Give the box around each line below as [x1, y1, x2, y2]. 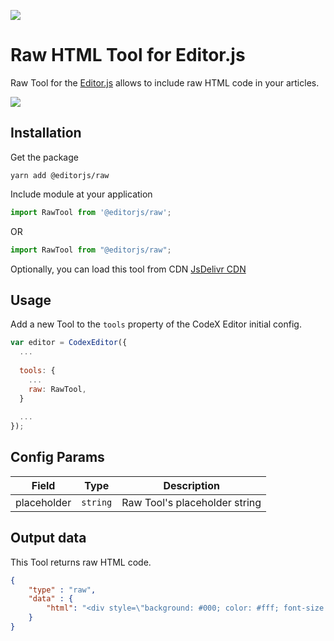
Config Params [10, 449, 105, 466]
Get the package [10, 151, 79, 163]
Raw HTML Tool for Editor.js [10, 44, 246, 67]
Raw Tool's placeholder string [121, 495, 262, 509]
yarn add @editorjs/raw [10, 170, 110, 180]
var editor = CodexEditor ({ [10, 338, 128, 348]
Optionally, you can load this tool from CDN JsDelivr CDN [10, 263, 247, 275]
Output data [10, 530, 87, 547]
